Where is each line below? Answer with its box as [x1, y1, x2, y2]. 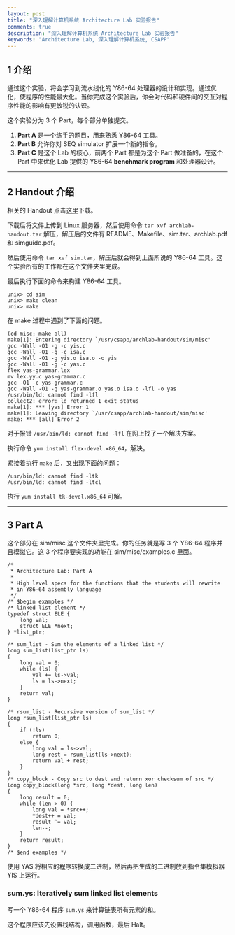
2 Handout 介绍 [7, 186, 75, 198]
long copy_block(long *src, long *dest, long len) [7, 781, 158, 789]
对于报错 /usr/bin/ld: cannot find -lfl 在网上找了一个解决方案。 [7, 429, 200, 437]
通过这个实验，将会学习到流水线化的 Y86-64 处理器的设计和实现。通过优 [7, 83, 217, 92]
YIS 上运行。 [7, 871, 44, 879]
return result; [20, 836, 64, 843]
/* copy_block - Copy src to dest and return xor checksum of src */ [7, 776, 215, 783]
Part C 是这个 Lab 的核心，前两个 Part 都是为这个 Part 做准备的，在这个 [17, 148, 224, 157]
